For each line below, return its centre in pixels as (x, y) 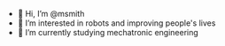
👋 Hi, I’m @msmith (51, 14)
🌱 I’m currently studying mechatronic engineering (108, 32)
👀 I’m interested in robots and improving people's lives (116, 23)
